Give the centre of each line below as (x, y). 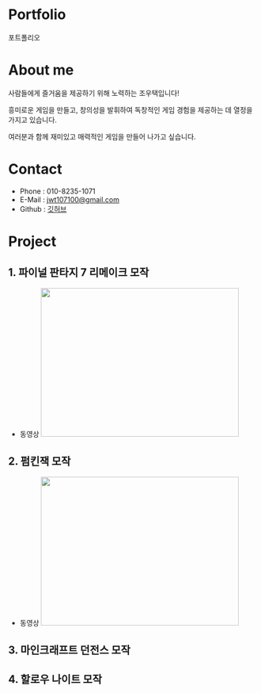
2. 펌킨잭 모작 (40, 461)
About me (41, 70)
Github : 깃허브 (43, 209)
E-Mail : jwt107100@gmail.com (70, 199)
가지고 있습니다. (33, 120)
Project (32, 241)
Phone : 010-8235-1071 (58, 191)
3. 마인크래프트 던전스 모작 (69, 651)
